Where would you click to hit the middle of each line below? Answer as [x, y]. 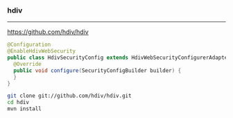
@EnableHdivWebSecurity [42, 51]
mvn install [24, 109]
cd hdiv [18, 103]
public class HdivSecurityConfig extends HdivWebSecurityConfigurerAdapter [119, 58]
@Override [27, 64]
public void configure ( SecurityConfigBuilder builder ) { [97, 70]
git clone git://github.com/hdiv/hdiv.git [69, 96]
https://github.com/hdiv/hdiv [48, 32]
